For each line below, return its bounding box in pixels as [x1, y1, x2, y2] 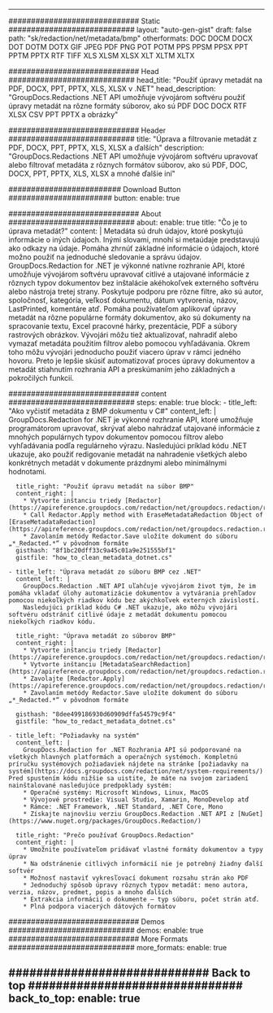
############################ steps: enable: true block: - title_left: [8, 398, 258, 407]
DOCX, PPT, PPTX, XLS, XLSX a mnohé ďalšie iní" [8, 168, 176, 178]
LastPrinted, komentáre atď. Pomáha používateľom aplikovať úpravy [8, 304, 236, 313]
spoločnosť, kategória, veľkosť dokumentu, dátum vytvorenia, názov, [8, 295, 239, 305]
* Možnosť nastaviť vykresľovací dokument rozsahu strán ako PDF [23, 874, 249, 882]
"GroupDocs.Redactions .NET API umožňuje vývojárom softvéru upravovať [8, 151, 258, 161]
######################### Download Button [8, 185, 181, 194]
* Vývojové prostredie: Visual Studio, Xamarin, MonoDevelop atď [23, 796, 249, 804]
